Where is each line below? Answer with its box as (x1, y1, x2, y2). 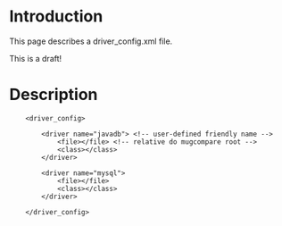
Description (9, 85, 98, 105)
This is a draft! (9, 53, 62, 63)
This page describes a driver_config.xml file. (9, 36, 173, 46)
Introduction (9, 6, 104, 27)
